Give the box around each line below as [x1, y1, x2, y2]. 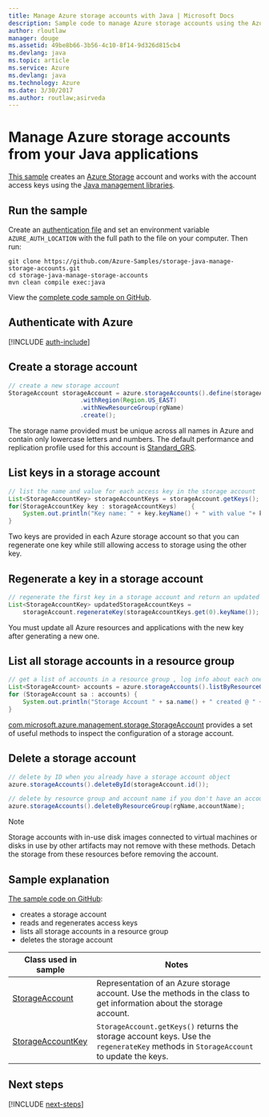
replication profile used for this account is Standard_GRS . [8, 443, 197, 452]
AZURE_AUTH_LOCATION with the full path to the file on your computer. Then [8, 233, 248, 243]
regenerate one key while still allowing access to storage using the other [8, 540, 247, 550]
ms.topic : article [8, 57, 70, 65]
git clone [8, 257, 42, 265]
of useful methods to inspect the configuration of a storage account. [8, 728, 235, 738]
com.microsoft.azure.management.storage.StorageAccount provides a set [8, 719, 253, 730]
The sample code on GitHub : [8, 893, 103, 903]
